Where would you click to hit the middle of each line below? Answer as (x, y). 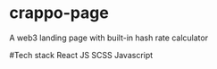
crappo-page (59, 13)
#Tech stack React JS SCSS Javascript (81, 55)
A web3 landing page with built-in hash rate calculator (108, 38)
